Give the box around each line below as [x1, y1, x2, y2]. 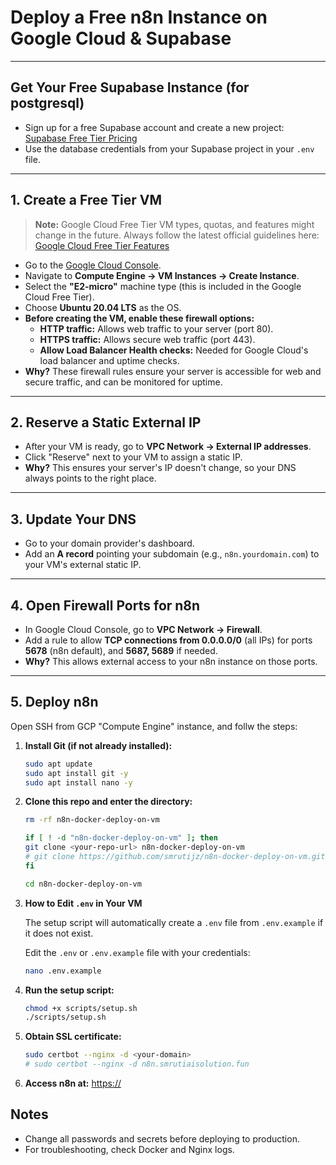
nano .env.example [24, 966, 102, 976]
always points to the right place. [24, 472, 157, 485]
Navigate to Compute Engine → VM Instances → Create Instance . [24, 269, 300, 281]
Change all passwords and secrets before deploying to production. [24, 1132, 300, 1145]
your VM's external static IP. [24, 559, 142, 571]
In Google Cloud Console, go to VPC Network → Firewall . [24, 624, 263, 635]
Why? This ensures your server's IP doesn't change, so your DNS [24, 462, 297, 474]
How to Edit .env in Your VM [24, 897, 143, 909]
